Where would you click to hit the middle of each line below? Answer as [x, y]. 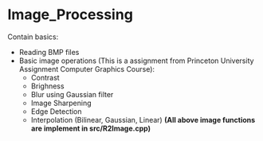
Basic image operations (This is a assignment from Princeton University [136, 61]
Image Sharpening [61, 103]
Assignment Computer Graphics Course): [87, 69]
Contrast [45, 77]
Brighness [47, 86]
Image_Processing [70, 15]
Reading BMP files [49, 52]
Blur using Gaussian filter [72, 94]
